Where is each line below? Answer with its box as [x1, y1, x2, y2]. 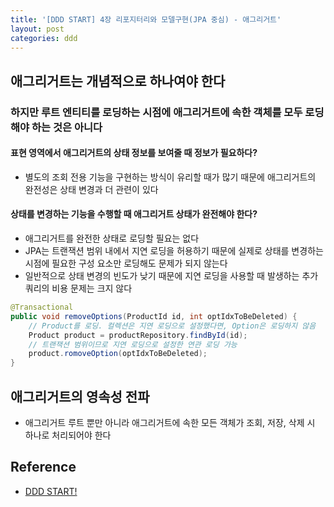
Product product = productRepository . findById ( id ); [28, 330, 248, 340]
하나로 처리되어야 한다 [24, 429, 112, 441]
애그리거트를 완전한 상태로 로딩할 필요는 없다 [24, 232, 200, 245]
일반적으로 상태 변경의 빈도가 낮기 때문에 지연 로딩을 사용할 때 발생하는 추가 [24, 270, 319, 282]
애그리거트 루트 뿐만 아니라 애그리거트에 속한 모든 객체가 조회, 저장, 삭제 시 [24, 417, 316, 429]
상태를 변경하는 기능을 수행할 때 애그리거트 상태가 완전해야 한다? [10, 208, 258, 220]
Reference [10, 459, 77, 476]
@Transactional [10, 302, 74, 313]
